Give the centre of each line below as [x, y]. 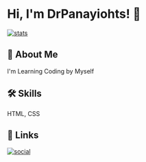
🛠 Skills [25, 94]
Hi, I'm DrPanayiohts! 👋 [74, 14]
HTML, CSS [24, 113]
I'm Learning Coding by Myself [51, 71]
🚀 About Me [33, 55]
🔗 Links [23, 135]
